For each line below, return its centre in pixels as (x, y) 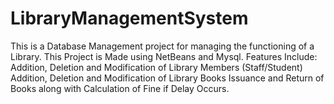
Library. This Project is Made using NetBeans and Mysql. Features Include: (164, 56)
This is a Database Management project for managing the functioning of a (162, 46)
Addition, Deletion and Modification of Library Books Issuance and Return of (167, 78)
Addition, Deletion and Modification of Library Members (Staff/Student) (156, 67)
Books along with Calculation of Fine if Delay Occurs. (120, 88)
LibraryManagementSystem (129, 18)
